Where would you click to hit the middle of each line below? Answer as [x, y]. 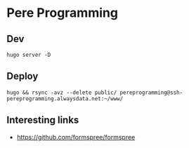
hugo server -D [29, 55]
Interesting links [43, 120]
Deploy [22, 76]
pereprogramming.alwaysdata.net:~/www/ [65, 99]
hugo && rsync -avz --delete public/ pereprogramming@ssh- [95, 93]
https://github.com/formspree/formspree [76, 137]
